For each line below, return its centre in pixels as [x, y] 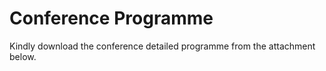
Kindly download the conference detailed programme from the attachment [162, 46]
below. [23, 56]
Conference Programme [111, 18]
